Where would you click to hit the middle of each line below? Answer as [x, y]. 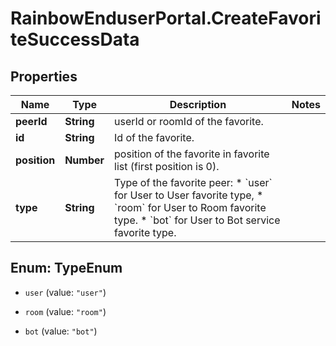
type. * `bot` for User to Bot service [197, 220]
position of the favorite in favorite [192, 154]
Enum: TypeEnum [66, 268]
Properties [44, 76]
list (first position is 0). [167, 166]
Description [198, 104]
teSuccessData [75, 39]
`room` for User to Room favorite [190, 207]
